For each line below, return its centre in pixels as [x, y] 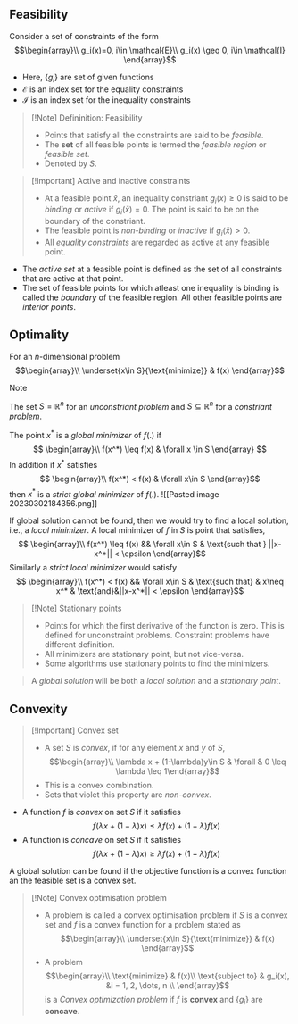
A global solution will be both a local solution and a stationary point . [156, 681]
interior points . [49, 307]
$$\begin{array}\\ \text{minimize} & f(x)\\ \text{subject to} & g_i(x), [168, 976]
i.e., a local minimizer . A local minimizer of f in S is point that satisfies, [137, 530]
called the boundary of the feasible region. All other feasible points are [152, 297]
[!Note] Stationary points [76, 608]
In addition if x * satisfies [54, 464]
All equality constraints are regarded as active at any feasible [157, 242]
